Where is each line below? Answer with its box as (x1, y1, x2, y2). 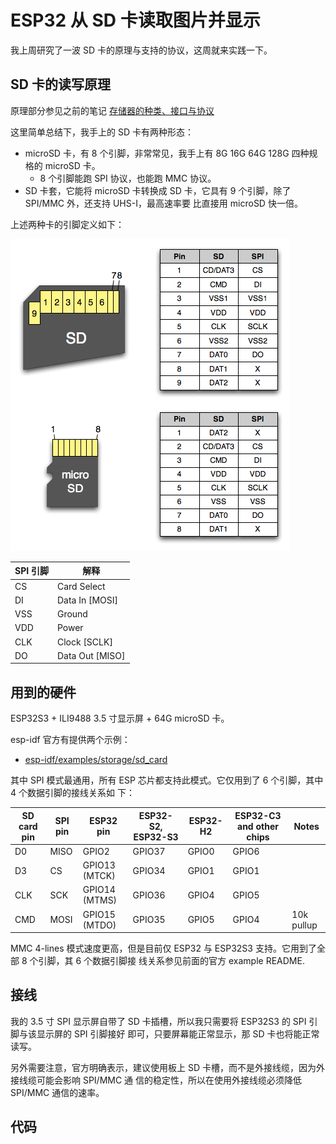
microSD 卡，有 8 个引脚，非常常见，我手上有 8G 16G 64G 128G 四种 (24, 147, 310, 159)
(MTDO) (82, 919, 117, 931)
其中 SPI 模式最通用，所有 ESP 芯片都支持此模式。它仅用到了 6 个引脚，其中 (10, 774, 324, 786)
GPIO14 (82, 884, 116, 896)
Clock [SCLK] (56, 636, 113, 648)
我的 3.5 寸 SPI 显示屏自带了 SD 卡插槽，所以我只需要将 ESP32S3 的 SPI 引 (10, 1015, 318, 1027)
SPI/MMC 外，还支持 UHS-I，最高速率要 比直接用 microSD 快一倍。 (24, 197, 303, 209)
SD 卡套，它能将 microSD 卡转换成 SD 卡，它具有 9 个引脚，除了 (24, 184, 292, 196)
